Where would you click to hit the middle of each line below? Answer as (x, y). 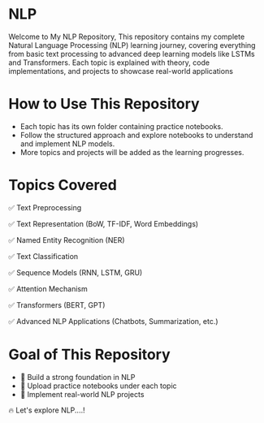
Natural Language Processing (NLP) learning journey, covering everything (132, 45)
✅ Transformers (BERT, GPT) (57, 304)
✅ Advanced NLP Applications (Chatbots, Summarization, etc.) (113, 321)
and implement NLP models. (67, 144)
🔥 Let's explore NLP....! (47, 410)
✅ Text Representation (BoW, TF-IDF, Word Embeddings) (104, 223)
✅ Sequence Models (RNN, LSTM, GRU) (76, 272)
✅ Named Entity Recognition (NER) (67, 240)
